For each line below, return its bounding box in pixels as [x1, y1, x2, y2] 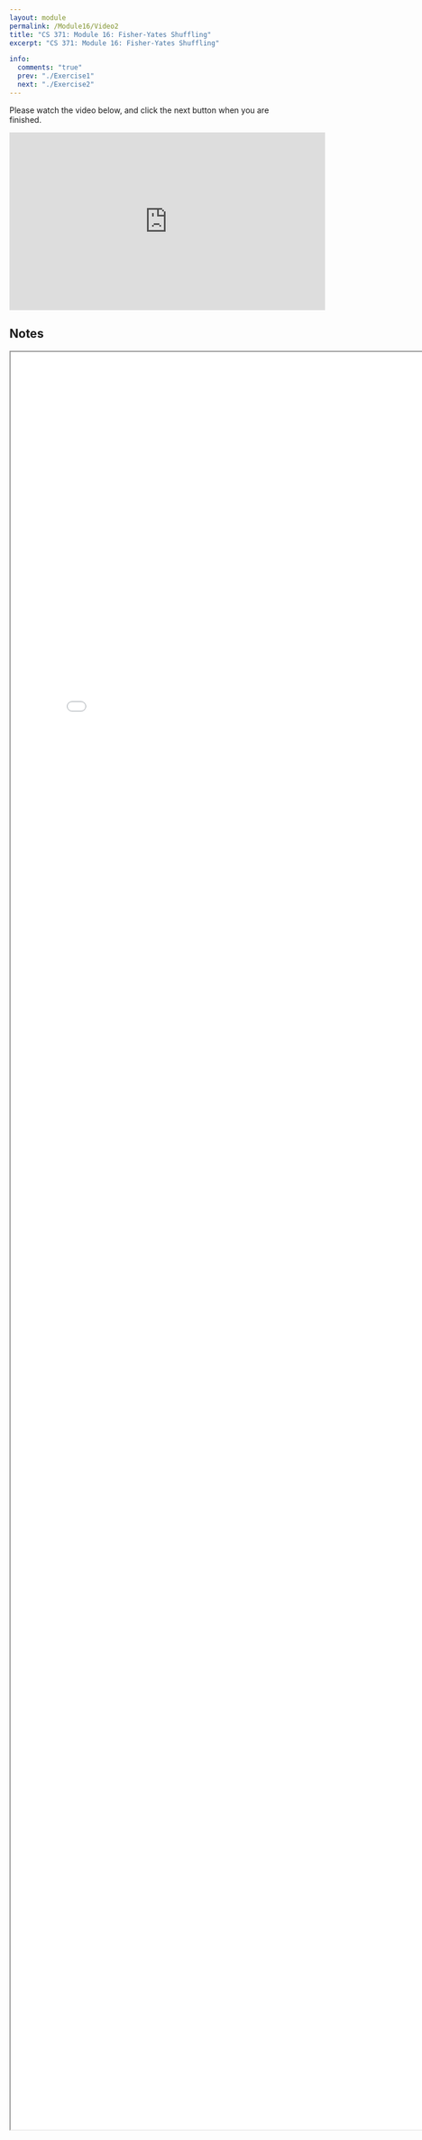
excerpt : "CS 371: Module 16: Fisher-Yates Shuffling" [9, 38, 220, 48]
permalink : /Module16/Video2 [9, 22, 119, 31]
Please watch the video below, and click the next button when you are [9, 105, 270, 116]
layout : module [9, 13, 67, 23]
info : [9, 55, 30, 64]
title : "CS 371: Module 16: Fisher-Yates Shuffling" [9, 30, 212, 39]
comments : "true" [17, 63, 83, 72]
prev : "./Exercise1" [17, 71, 95, 81]
